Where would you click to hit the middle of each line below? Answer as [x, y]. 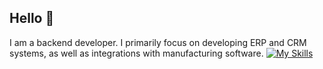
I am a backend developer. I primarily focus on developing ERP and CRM [158, 42]
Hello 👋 [32, 18]
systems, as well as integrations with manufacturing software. [136, 53]
